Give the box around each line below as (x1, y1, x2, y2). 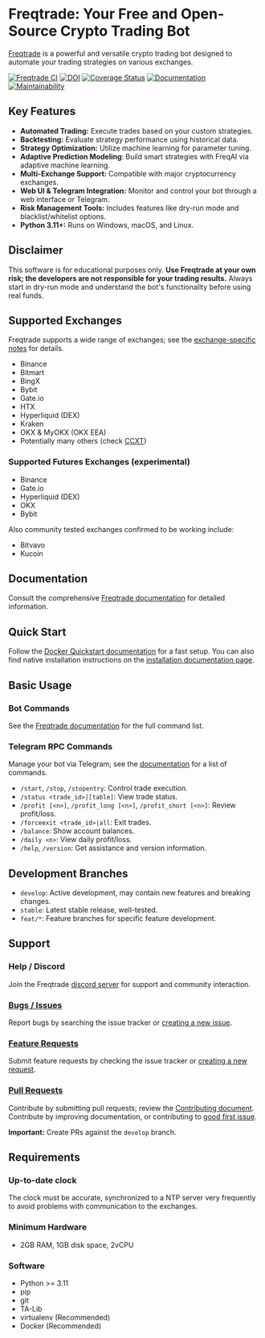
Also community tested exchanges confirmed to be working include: (8, 524, 234, 534)
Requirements (8, 1150, 80, 1164)
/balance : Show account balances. (19, 826, 135, 836)
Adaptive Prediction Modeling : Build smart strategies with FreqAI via (19, 151, 249, 161)
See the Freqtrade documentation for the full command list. (8, 721, 205, 730)
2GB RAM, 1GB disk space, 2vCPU (19, 1240, 134, 1249)
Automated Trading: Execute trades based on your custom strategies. (19, 126, 254, 135)
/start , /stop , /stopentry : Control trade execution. (19, 783, 188, 793)
